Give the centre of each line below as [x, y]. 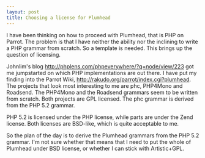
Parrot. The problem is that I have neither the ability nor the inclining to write [102, 41]
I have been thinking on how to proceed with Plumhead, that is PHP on [95, 35]
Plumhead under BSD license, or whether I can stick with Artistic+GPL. [95, 148]
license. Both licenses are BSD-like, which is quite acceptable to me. [93, 123]
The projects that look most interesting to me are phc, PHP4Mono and [95, 85]
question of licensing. [34, 54]
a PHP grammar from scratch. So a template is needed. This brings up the [99, 48]
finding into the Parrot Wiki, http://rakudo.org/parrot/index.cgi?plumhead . [99, 79]
